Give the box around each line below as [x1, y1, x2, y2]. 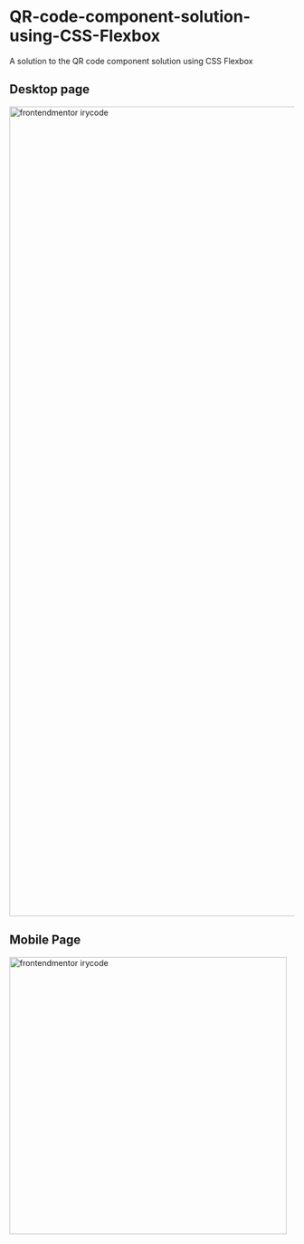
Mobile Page [9, 933, 81, 948]
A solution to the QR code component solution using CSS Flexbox [9, 55, 253, 66]
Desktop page [9, 81, 90, 97]
